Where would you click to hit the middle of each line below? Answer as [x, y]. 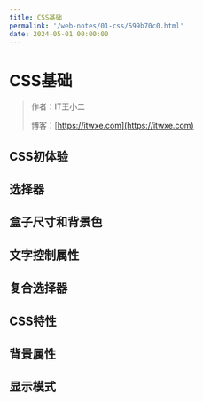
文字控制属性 [44, 255]
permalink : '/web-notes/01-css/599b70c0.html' [97, 26]
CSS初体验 [39, 156]
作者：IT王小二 [58, 106]
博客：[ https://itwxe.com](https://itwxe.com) [112, 126]
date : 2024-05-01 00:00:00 [59, 34]
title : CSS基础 [36, 17]
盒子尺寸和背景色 [56, 222]
